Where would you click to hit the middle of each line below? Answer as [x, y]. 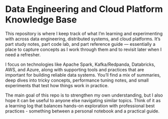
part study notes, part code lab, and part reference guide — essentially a [80, 44]
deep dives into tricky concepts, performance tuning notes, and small [77, 80]
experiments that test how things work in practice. [57, 85]
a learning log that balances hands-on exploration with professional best [80, 106]
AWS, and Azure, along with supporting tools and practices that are [75, 69]
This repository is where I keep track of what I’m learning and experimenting [84, 33]
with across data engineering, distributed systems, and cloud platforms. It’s [83, 39]
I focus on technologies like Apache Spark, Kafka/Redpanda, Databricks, [80, 64]
